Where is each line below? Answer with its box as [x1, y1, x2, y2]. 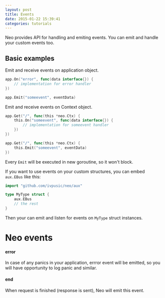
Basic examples [5, 54, 55, 62]
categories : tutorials [5, 21, 52, 26]
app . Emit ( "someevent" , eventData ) [5, 95, 76, 100]
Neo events [5, 232, 53, 244]
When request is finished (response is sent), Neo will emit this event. [5, 287, 144, 293]
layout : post [5, 7, 32, 12]
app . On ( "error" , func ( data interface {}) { [5, 77, 94, 82]
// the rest [14, 201, 38, 207]
